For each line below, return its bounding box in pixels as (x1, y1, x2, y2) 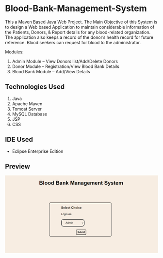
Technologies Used (5, 83, 65, 91)
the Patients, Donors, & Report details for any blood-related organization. (5, 29, 151, 35)
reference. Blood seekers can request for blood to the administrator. (5, 39, 141, 45)
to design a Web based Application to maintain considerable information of (5, 24, 155, 30)
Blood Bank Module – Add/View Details (12, 68, 91, 74)
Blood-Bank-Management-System (5, 3, 147, 14)
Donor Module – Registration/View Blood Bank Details (12, 64, 120, 69)
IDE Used (5, 135, 33, 144)
